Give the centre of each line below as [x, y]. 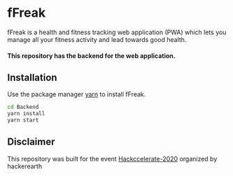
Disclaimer [31, 142]
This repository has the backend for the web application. [92, 56]
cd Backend [23, 107]
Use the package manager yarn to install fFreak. [77, 94]
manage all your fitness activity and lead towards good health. [97, 39]
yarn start [23, 120]
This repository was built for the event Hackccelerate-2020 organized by [112, 159]
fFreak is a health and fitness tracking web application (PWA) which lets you [117, 32]
